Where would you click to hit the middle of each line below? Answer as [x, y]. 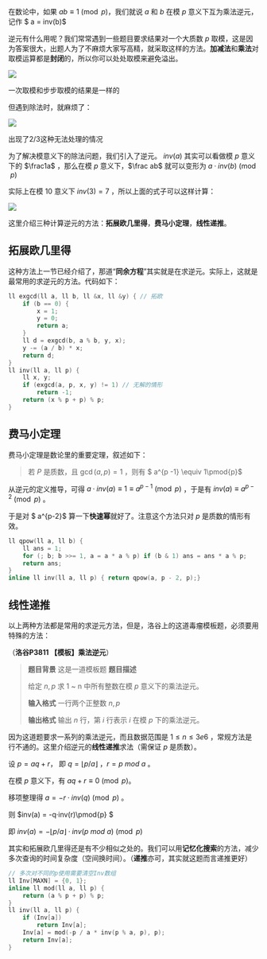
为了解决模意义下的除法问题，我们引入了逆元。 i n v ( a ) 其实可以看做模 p [124, 156]
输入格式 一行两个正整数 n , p [74, 703]
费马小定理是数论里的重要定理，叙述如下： [78, 454]
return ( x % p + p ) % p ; [64, 400]
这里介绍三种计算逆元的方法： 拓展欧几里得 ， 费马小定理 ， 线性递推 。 [120, 223]
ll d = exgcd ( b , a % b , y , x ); [74, 341]
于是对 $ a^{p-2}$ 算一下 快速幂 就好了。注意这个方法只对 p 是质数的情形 [126, 516]
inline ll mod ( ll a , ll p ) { [56, 888]
